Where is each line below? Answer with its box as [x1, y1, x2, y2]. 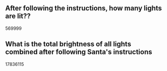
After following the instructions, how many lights [5, 4, 162, 13]
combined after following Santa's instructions [5, 48, 152, 56]
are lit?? [5, 12, 31, 21]
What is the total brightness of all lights [5, 40, 131, 48]
